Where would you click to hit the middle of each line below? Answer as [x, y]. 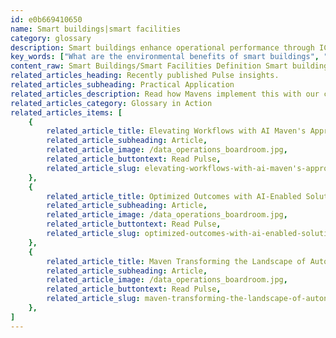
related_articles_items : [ [66, 112]
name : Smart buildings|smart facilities [96, 29]
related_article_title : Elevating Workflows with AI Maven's [176, 131]
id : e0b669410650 [46, 19]
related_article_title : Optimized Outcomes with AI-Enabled [174, 196]
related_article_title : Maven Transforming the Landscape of [176, 261]
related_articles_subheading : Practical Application [122, 85]
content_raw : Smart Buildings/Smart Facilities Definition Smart [149, 66]
